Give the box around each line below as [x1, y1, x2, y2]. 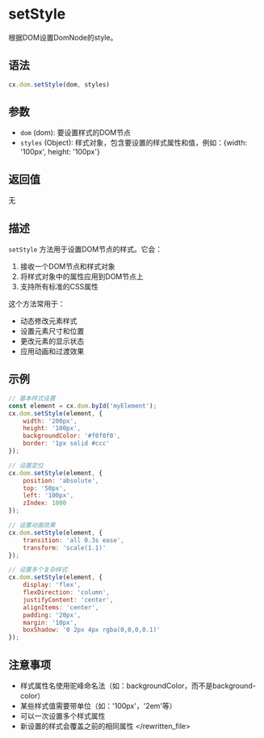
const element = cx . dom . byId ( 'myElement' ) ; [8, 402, 157, 410]
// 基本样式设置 [8, 394, 56, 403]
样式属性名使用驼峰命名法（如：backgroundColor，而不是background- [19, 681, 257, 690]
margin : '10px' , [23, 618, 78, 626]
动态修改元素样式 [19, 316, 78, 326]
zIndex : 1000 [23, 499, 67, 508]
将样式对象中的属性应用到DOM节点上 [19, 272, 144, 281]
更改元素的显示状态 [19, 336, 85, 346]
